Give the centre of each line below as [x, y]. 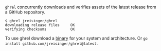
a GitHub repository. [25, 12]
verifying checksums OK [40, 29]
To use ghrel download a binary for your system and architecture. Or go [76, 38]
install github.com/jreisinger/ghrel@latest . [52, 43]
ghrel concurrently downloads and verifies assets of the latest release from [81, 7]
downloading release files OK [40, 25]
